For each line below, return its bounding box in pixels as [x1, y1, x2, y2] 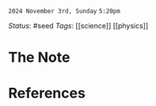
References [8, 85, 86, 102]
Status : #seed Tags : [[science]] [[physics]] [8, 21, 149, 30]
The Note [8, 49, 70, 67]
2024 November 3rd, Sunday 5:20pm [8, 7, 120, 15]
